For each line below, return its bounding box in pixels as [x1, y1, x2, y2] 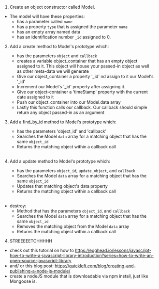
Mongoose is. [9, 278, 37, 284]
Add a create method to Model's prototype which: [9, 44, 109, 49]
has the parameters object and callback [16, 53, 98, 59]
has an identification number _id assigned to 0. [16, 34, 111, 40]
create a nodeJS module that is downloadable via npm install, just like [9, 273, 148, 279]
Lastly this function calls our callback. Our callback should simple [16, 104, 147, 110]
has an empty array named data [16, 29, 81, 34]
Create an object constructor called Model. [9, 4, 95, 10]
